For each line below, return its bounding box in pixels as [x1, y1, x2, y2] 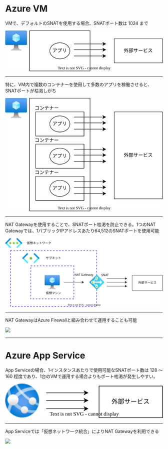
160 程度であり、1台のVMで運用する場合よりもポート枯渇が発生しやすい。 [5, 373, 158, 379]
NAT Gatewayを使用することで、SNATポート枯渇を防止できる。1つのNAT [5, 221, 156, 227]
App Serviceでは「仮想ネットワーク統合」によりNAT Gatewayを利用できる [5, 428, 159, 434]
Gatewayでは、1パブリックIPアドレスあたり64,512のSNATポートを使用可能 [5, 228, 159, 234]
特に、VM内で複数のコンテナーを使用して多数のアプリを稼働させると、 [5, 81, 152, 87]
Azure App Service [5, 350, 85, 361]
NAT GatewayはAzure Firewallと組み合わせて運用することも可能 [5, 317, 137, 323]
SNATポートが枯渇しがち [5, 88, 56, 94]
